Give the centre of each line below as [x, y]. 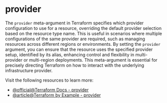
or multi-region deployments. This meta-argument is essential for [90, 60]
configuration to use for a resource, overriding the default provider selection [83, 28]
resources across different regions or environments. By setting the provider [83, 44]
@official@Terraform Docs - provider [50, 90]
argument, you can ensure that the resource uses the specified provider [79, 49]
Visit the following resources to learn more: [49, 80]
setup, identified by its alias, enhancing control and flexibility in [70, 54]
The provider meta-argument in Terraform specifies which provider [75, 23]
